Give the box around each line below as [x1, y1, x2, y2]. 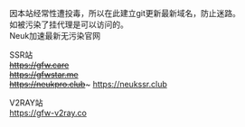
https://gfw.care [9, 59, 70, 70]
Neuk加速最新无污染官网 [9, 31, 101, 41]
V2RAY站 [9, 97, 43, 108]
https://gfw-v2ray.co [9, 107, 88, 118]
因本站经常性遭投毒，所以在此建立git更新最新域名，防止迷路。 [9, 8, 241, 18]
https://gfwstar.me [9, 69, 79, 79]
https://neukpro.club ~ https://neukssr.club [9, 79, 167, 89]
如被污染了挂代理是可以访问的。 [9, 19, 128, 30]
